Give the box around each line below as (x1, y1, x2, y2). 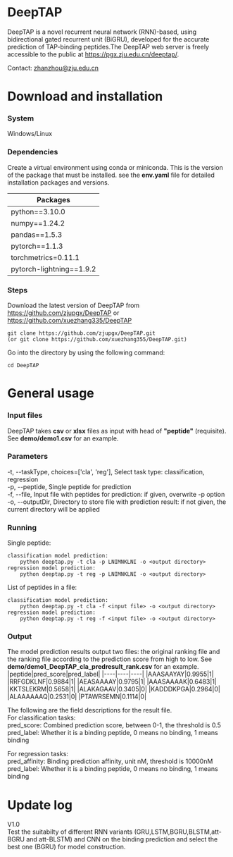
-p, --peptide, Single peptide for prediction (7, 482, 132, 491)
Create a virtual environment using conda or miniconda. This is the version (7, 163, 224, 171)
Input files (7, 410, 43, 420)
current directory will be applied (7, 505, 100, 513)
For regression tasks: (7, 750, 69, 758)
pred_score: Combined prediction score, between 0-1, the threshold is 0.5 (7, 721, 222, 729)
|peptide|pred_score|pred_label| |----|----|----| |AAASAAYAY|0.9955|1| (7, 670, 214, 679)
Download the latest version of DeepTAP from (7, 301, 140, 310)
